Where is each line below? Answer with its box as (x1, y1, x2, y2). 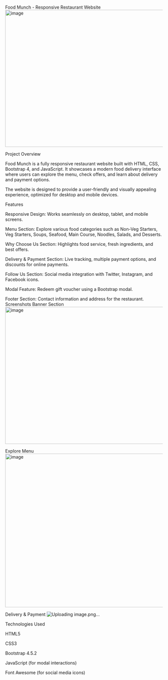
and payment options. (5, 177, 50, 182)
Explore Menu (5, 448, 34, 454)
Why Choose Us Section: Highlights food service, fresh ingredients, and (5, 241, 153, 247)
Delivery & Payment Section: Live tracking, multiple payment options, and (5, 256, 156, 262)
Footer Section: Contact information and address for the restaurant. (5, 296, 144, 302)
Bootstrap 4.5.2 (5, 650, 37, 656)
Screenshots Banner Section (5, 301, 64, 307)
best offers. (5, 246, 29, 252)
